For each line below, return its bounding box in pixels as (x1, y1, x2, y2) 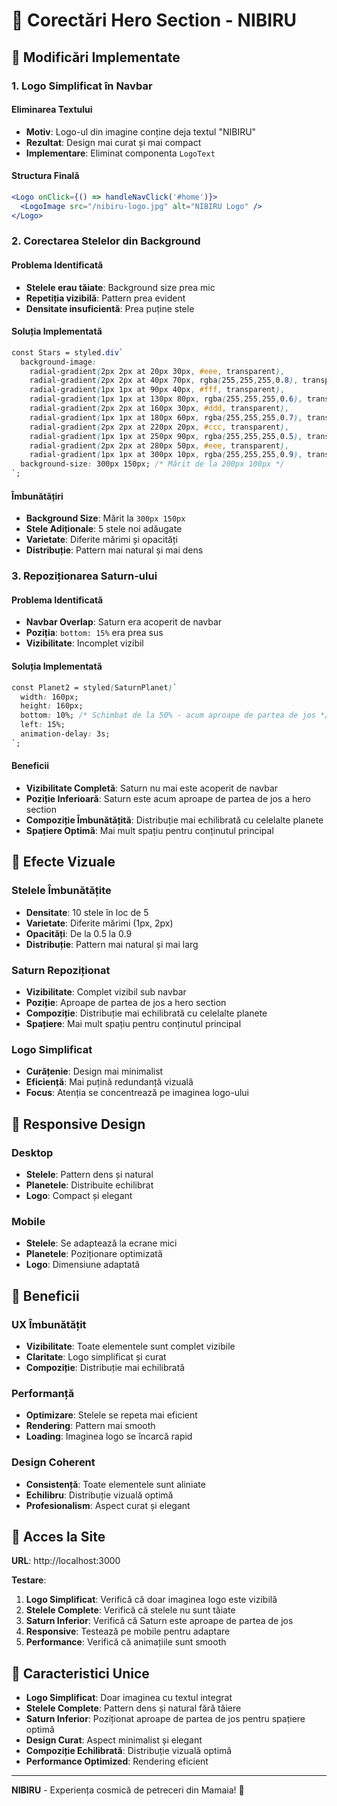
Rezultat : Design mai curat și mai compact (25, 136, 202, 148)
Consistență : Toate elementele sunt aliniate (25, 1478, 206, 1490)
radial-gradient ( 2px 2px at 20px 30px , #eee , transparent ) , (29, 366, 285, 376)
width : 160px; (20, 692, 79, 702)
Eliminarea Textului (11, 104, 93, 116)
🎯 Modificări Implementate (11, 49, 181, 66)
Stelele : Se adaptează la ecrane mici (25, 1237, 178, 1249)
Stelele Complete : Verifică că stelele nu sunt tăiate (25, 1604, 236, 1616)
